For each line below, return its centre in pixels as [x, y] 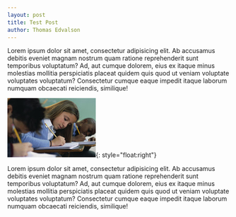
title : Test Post [33, 22]
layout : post [26, 15]
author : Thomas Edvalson [44, 30]
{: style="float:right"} [126, 155]
